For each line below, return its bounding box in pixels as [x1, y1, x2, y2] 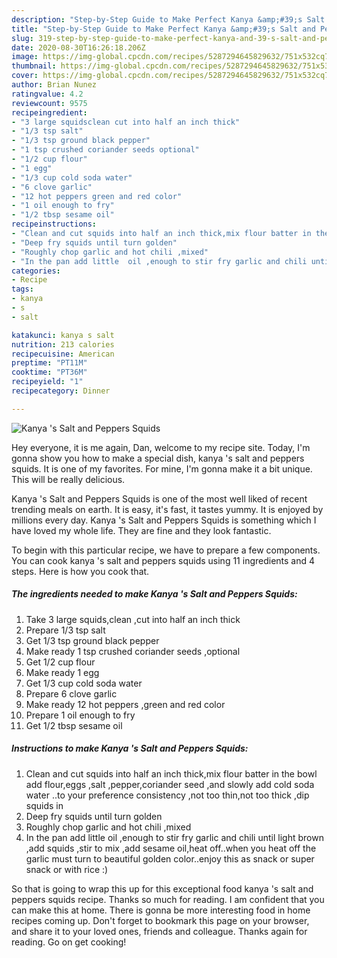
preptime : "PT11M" [11, 358, 88, 368]
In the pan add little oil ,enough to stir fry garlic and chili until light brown [25, 831, 324, 843]
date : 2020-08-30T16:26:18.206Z [11, 42, 146, 53]
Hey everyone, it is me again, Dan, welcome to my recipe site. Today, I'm [11, 441, 311, 453]
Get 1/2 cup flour [25, 656, 96, 668]
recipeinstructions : [11, 219, 98, 230]
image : [11, 52, 39, 62]
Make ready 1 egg [25, 666, 100, 678]
